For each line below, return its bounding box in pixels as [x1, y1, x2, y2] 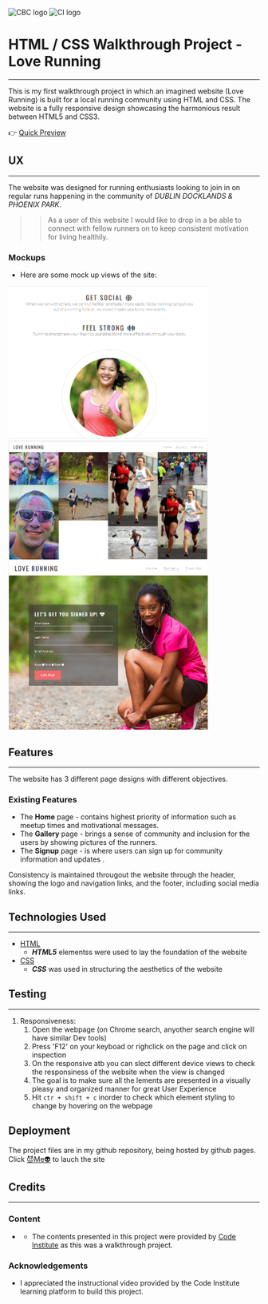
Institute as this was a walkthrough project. [31, 1240, 173, 1250]
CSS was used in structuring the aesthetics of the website [31, 965, 223, 974]
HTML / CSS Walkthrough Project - [8, 36, 242, 54]
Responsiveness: [19, 1016, 77, 1025]
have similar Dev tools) [31, 1032, 108, 1042]
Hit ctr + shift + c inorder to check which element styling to [31, 1092, 235, 1102]
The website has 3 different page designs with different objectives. [8, 774, 229, 783]
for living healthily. [47, 232, 108, 241]
